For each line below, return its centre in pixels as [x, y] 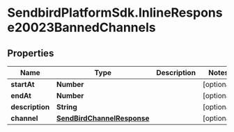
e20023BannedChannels [81, 27]
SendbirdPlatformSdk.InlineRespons [115, 13]
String [67, 107]
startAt [23, 84]
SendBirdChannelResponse [103, 118]
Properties [31, 53]
